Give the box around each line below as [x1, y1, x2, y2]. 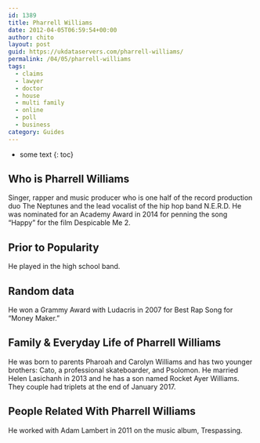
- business [15, 121, 51, 129]
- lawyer [15, 77, 44, 85]
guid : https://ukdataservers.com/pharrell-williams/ [8, 48, 184, 56]
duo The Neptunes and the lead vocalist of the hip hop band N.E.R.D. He [8, 202, 242, 211]
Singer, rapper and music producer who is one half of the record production [8, 193, 253, 202]
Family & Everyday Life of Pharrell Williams [8, 336, 222, 350]
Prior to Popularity [8, 241, 99, 254]
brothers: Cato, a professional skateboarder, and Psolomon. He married [8, 365, 239, 375]
